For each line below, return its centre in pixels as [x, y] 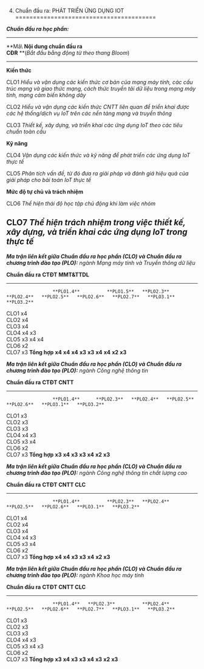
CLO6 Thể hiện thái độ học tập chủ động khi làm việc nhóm [81, 203]
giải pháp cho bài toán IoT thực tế [49, 180]
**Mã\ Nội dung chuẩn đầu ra [45, 46]
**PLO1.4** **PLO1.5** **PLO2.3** [111, 291]
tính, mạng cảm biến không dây [46, 95]
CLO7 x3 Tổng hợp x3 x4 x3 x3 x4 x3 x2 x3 [62, 659]
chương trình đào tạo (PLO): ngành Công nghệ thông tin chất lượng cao [97, 472]
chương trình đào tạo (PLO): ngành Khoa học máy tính [75, 575]
